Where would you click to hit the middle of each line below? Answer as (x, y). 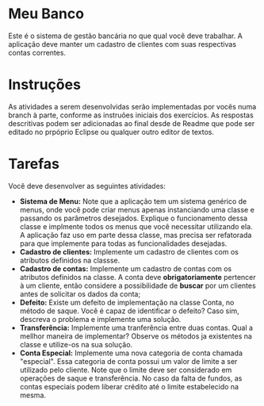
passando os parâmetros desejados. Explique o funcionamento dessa (134, 218)
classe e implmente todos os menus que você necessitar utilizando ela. (136, 226)
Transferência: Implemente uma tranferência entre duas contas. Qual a (136, 327)
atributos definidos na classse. (70, 260)
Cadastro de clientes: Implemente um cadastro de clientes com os (129, 251)
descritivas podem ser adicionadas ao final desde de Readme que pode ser (132, 123)
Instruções (45, 85)
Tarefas (34, 164)
